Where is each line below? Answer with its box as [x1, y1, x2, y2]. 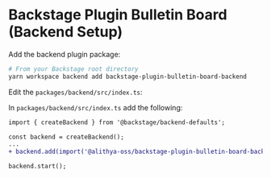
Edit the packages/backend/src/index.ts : [8, 87, 143, 97]
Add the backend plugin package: [8, 49, 121, 59]
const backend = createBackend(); [8, 133, 125, 141]
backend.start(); [8, 163, 67, 171]
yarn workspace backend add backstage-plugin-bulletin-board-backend [8, 72, 248, 81]
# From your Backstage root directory [8, 64, 139, 73]
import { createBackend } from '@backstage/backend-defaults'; [8, 118, 226, 126]
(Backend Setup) [8, 23, 123, 41]
